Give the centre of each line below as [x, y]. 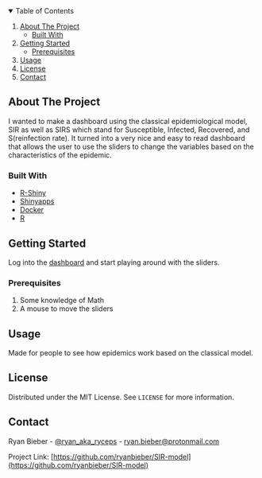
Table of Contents [44, 11]
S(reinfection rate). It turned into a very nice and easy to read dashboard [127, 138]
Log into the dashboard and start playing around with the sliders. [114, 262]
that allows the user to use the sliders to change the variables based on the [131, 146]
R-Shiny [33, 193]
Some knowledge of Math [62, 301]
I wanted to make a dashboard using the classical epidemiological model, [128, 121]
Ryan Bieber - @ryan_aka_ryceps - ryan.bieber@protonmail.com [114, 441]
